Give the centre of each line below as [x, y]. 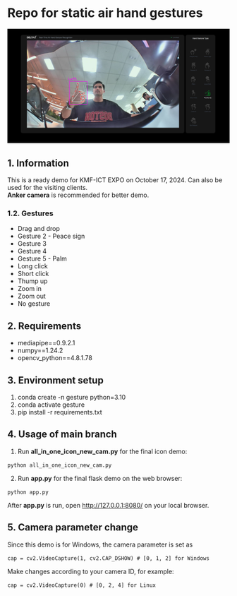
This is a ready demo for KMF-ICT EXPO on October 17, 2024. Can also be [115, 180]
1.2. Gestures [31, 213]
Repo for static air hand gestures [105, 13]
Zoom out [31, 296]
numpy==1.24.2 [40, 350]
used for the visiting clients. [48, 188]
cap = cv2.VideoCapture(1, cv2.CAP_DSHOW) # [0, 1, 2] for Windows [109, 558]
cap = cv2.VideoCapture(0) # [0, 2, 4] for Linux [82, 585]
